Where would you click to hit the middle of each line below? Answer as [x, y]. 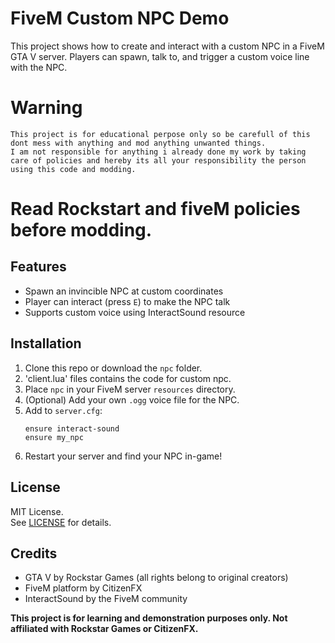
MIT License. [37, 511]
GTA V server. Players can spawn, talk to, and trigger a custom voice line [160, 56]
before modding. [81, 230]
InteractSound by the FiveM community [106, 599]
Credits [34, 553]
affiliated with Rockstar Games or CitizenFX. [104, 629]
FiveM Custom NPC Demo [120, 18]
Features [38, 267]
